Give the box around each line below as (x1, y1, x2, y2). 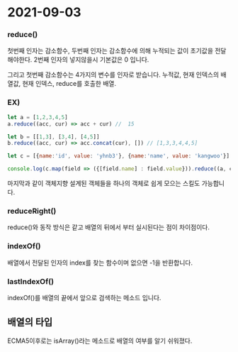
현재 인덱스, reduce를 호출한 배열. (22, 79, 117, 88)
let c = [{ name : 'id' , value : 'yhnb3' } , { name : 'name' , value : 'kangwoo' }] (7, 153, 230, 160)
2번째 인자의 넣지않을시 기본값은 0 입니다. (33, 55, 149, 64)
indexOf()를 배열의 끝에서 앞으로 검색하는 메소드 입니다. (7, 293, 161, 302)
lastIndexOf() (7, 276, 55, 286)
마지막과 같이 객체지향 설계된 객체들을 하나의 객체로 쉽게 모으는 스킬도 (7, 179, 200, 188)
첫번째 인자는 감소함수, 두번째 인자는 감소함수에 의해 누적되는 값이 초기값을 (7, 47, 214, 55)
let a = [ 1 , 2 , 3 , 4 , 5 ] (7, 114, 69, 121)
